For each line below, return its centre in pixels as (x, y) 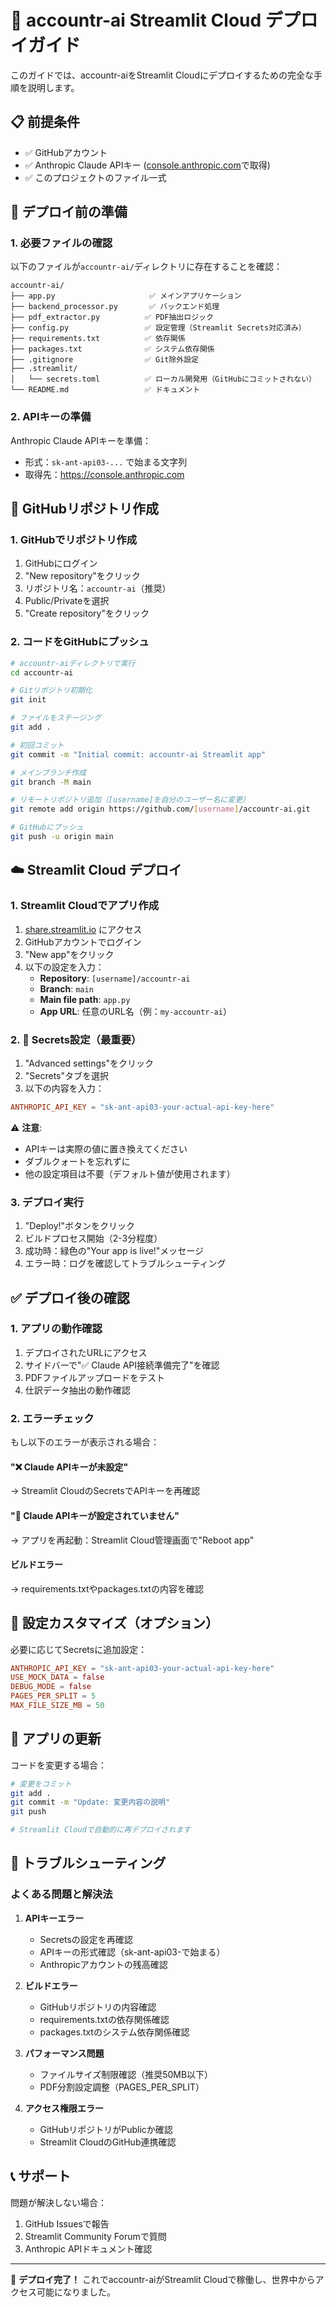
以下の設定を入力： (64, 967)
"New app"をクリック (69, 954)
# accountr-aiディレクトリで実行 (73, 663)
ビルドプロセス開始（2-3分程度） (93, 1238)
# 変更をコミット (41, 1784)
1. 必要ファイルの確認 (61, 243)
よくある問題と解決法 (61, 1894)
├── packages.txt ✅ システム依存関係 (112, 349)
